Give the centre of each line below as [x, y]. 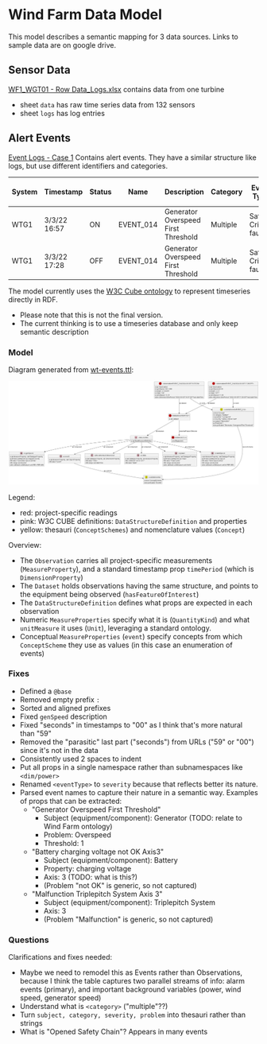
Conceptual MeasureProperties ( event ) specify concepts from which [131, 636]
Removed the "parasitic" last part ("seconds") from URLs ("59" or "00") [137, 742]
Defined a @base [46, 691]
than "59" [35, 733]
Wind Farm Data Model [85, 15]
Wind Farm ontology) [78, 826]
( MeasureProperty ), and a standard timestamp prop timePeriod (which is [137, 569]
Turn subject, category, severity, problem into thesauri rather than [133, 1015]
